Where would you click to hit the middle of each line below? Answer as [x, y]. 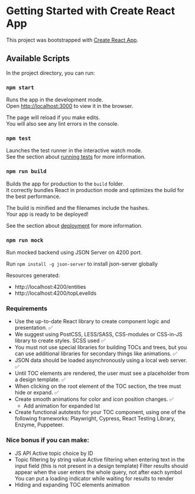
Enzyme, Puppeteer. [39, 425]
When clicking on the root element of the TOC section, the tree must [98, 386]
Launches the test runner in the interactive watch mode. [74, 151]
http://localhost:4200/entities [50, 286]
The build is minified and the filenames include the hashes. [78, 208]
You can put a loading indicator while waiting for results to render [94, 478]
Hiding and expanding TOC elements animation [72, 485]
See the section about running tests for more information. [76, 157]
